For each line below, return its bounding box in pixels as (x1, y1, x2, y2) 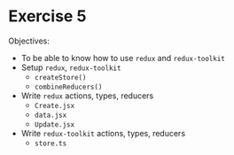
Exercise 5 (8, 6, 87, 27)
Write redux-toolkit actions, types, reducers (20, 128, 186, 138)
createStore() (34, 73, 87, 81)
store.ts (34, 139, 67, 148)
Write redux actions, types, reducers (20, 90, 154, 101)
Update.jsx (34, 120, 75, 129)
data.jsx (34, 111, 67, 120)
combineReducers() (34, 82, 103, 91)
